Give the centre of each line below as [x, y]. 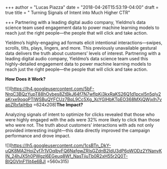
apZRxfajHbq [19, 105]
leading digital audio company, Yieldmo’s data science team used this [77, 59]
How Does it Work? [25, 79]
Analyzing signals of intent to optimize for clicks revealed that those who [80, 114]
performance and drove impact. [38, 136]
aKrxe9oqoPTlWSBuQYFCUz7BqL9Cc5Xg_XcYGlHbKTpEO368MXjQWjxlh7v [83, 99]
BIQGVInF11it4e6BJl [25, 161]
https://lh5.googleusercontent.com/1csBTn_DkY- [61, 145]
